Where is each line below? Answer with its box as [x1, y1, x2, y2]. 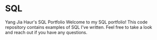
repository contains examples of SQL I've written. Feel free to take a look [5, 24, 152, 30]
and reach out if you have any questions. [5, 29, 87, 35]
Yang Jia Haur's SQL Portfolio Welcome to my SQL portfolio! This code [5, 19, 148, 25]
